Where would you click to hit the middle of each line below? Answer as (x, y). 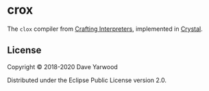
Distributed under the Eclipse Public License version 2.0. (87, 80)
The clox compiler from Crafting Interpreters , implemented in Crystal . (105, 29)
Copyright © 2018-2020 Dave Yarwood (62, 66)
